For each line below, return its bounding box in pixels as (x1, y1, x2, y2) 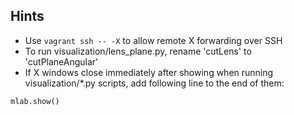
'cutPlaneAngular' (24, 55, 99, 68)
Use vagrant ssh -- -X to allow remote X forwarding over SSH (24, 34, 283, 46)
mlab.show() (10, 96, 60, 106)
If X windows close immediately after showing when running (24, 66, 274, 78)
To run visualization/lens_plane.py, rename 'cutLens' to (24, 45, 252, 57)
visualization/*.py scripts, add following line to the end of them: (24, 77, 285, 89)
